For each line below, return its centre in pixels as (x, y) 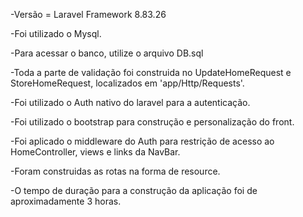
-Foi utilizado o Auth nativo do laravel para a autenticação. (130, 102)
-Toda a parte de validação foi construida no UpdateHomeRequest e (151, 72)
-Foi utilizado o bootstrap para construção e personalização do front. (152, 122)
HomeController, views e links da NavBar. (95, 152)
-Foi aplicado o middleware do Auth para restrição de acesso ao (142, 141)
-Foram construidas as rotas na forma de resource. (115, 171)
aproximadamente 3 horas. (66, 201)
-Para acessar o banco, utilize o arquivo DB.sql (107, 53)
